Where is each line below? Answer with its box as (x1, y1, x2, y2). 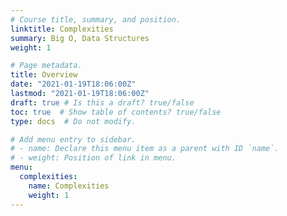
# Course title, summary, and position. (10, 14, 182, 25)
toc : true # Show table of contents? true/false (10, 107, 222, 117)
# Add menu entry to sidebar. (10, 134, 137, 145)
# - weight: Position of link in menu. (10, 153, 177, 163)
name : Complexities (28, 181, 110, 191)
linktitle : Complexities (10, 24, 114, 34)
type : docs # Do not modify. (10, 116, 137, 126)
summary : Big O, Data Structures (10, 33, 150, 43)
